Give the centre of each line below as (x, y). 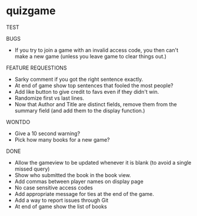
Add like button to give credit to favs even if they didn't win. (87, 91)
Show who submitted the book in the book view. (73, 175)
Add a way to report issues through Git (61, 200)
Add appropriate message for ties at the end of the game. (84, 194)
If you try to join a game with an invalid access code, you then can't (96, 50)
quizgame (31, 11)
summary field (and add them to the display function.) (80, 110)
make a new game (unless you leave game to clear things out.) (90, 56)
